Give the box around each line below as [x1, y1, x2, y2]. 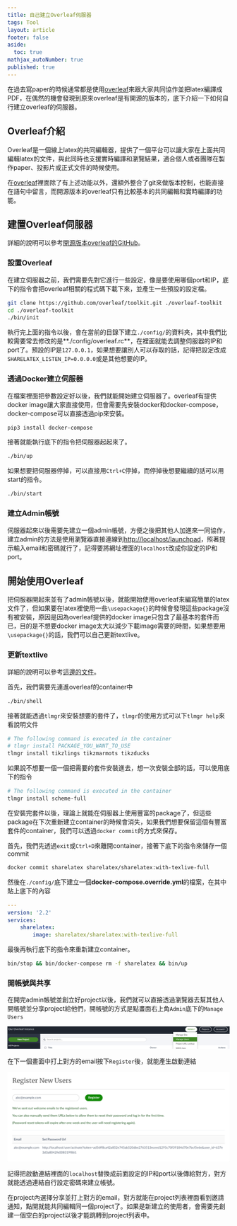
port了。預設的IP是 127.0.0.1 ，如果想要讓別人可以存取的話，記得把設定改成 [7, 345, 227, 354]
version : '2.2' [7, 909, 52, 916]
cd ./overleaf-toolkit [7, 306, 74, 314]
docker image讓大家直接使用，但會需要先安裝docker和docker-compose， [7, 400, 222, 408]
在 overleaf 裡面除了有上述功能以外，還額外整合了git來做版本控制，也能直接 [7, 178, 224, 187]
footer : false [7, 34, 49, 41]
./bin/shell [7, 697, 42, 704]
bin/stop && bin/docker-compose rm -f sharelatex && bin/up [7, 960, 188, 968]
